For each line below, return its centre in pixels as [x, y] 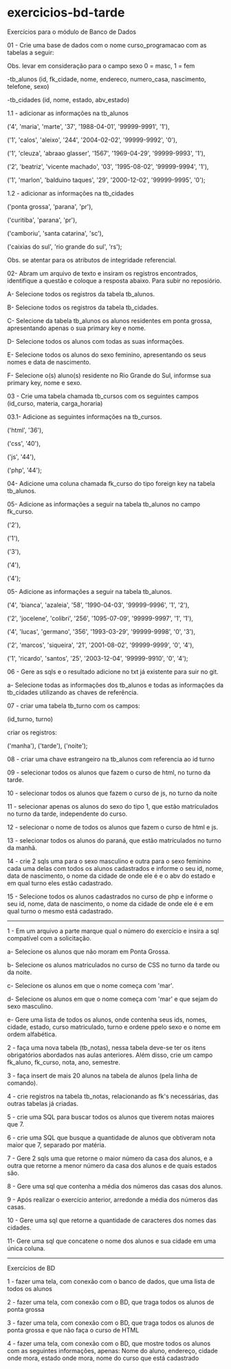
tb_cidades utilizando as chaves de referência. [73, 692]
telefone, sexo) [28, 86]
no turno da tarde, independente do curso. [67, 814]
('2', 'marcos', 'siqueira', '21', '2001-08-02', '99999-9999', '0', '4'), [101, 645]
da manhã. [22, 847]
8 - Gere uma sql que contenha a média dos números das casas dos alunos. [115, 1186]
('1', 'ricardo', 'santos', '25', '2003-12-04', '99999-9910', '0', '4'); [98, 658]
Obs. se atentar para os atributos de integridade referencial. [92, 260]
